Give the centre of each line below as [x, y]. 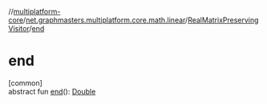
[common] [25, 82]
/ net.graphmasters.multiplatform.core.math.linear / [105, 20]
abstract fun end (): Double [52, 91]
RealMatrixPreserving [223, 20]
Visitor [19, 28]
